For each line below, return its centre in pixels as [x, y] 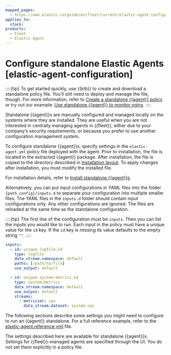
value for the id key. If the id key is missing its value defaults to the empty [83, 230]
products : [16, 29]
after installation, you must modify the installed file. [59, 168]
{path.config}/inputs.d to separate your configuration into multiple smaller [84, 193]
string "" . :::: [18, 235]
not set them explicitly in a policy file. [44, 347]
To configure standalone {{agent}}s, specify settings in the [67, 146]
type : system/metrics [37, 282]
